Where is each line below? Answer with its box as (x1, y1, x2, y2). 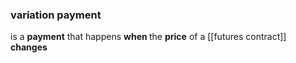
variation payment (10, 8, 102, 22)
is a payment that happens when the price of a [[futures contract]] (10, 31, 287, 43)
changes (10, 41, 48, 53)
